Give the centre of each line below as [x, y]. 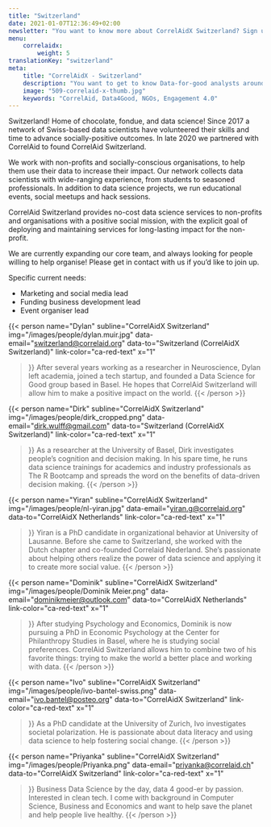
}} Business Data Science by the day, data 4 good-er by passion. [136, 789]
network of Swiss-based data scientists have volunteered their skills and [129, 130]
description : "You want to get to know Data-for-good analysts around [144, 83]
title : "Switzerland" [45, 16]
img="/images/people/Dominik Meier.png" [79, 591]
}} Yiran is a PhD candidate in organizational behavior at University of [143, 533]
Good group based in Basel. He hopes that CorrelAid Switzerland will [142, 384]
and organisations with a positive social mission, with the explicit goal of [128, 221]
